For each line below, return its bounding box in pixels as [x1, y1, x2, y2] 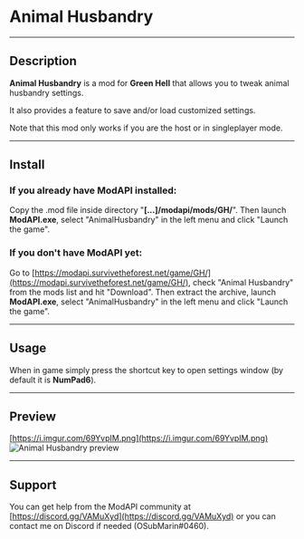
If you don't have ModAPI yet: [9, 246, 143, 259]
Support [9, 477, 57, 493]
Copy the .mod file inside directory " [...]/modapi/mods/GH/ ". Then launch [9, 205, 287, 216]
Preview [9, 409, 57, 424]
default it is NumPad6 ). [9, 374, 97, 385]
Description [9, 53, 77, 69]
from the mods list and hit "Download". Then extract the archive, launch [9, 286, 277, 297]
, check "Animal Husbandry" [188, 276, 294, 287]
